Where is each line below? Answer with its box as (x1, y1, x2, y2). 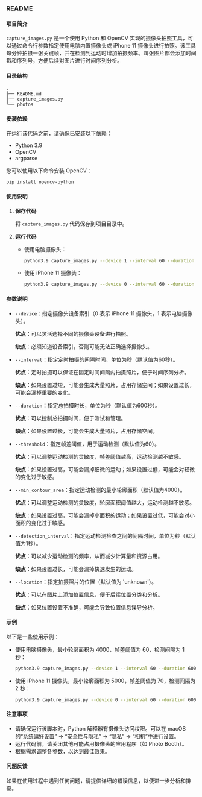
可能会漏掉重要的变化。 (14, 389, 74, 396)
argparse (14, 154, 38, 162)
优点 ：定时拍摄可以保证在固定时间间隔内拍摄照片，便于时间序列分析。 (14, 368, 190, 376)
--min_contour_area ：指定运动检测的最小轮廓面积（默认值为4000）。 (14, 486, 186, 493)
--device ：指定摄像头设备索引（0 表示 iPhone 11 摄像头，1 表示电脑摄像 (14, 309, 193, 317)
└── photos (6, 101, 34, 108)
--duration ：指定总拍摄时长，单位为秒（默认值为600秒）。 (14, 402, 161, 409)
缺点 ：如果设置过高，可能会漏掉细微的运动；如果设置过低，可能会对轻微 (14, 465, 195, 473)
